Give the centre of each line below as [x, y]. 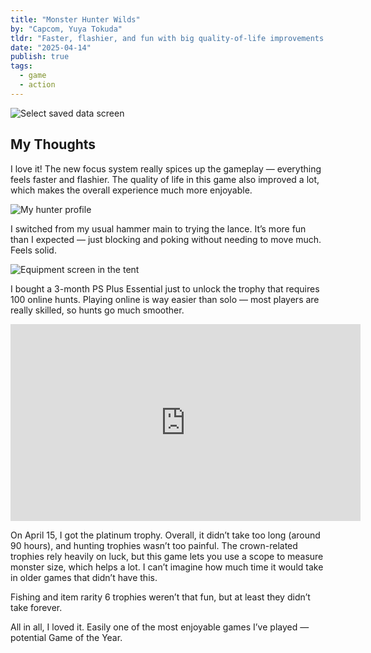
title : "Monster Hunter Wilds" [75, 19]
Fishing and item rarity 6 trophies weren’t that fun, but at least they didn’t [160, 597]
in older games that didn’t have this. [84, 577]
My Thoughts [53, 144]
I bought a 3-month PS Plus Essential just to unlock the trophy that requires [165, 288]
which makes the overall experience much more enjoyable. [131, 190]
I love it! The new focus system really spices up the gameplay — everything [166, 168]
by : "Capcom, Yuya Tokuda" [66, 29]
